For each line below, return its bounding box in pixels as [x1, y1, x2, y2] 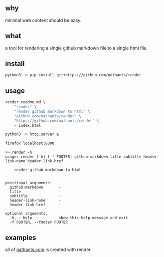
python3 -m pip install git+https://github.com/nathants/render [5, 72, 142, 78]
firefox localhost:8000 [5, 141, 55, 146]
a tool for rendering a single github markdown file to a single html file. [5, 45, 148, 51]
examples [5, 233, 36, 242]
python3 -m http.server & [5, 132, 59, 137]
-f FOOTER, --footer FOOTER [9, 220, 68, 225]
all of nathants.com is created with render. [5, 247, 92, 253]
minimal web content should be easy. [5, 17, 82, 23]
